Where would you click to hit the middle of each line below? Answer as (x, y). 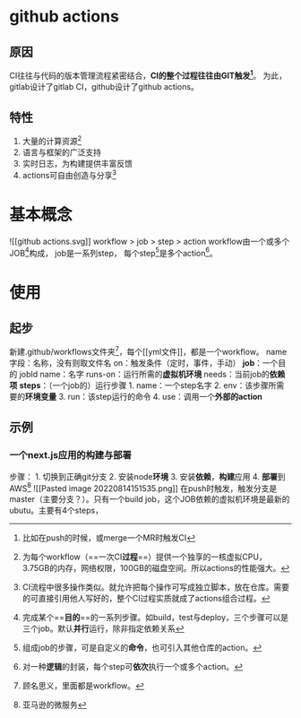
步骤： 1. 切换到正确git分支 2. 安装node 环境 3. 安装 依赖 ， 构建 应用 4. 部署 (143, 476)
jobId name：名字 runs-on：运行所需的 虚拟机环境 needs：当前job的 (145, 375)
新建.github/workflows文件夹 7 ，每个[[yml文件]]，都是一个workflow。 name (148, 351)
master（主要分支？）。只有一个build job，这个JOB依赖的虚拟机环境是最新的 (150, 499)
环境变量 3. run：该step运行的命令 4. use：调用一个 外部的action (144, 397)
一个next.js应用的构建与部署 (70, 455)
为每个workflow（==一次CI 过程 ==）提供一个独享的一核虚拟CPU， (144, 557)
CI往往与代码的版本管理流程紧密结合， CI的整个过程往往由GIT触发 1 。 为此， (148, 75)
